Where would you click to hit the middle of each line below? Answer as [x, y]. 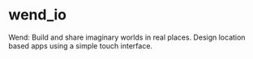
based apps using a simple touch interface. [80, 45]
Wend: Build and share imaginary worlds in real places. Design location [127, 37]
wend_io [38, 15]
